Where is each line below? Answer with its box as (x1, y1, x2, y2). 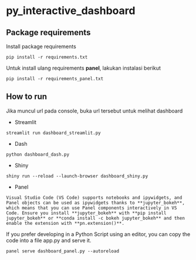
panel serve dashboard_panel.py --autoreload (6, 248, 119, 254)
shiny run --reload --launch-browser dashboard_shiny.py (6, 173, 148, 179)
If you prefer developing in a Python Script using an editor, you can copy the (6, 230, 191, 238)
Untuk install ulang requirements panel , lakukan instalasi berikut (6, 64, 161, 71)
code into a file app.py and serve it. (6, 237, 92, 244)
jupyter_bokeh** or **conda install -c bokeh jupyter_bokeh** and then (6, 215, 185, 221)
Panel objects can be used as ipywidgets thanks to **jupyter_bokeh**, (6, 200, 185, 206)
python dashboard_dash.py (6, 151, 69, 158)
